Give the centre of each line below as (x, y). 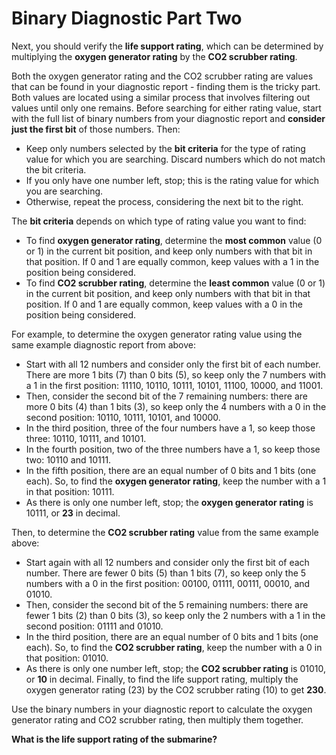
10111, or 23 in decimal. (73, 513)
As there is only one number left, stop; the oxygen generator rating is (169, 502)
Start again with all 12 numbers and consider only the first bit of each (167, 562)
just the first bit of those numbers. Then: (96, 129)
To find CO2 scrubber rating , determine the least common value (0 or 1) (175, 283)
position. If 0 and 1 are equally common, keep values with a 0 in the (164, 304)
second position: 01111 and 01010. (94, 626)
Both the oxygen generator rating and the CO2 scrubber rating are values (162, 76)
